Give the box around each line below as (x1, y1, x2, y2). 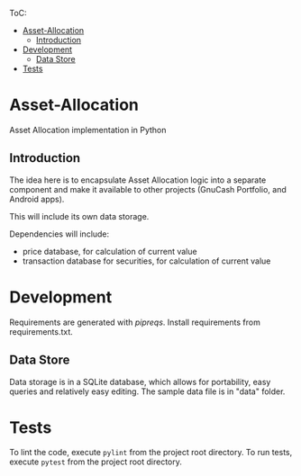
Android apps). (9, 193, 65, 204)
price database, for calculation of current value (22, 246, 197, 256)
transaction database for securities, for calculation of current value (22, 256, 271, 266)
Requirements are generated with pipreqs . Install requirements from (9, 317, 261, 328)
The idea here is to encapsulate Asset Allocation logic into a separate (9, 175, 267, 185)
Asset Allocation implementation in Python (9, 124, 167, 135)
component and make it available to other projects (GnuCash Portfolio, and (9, 184, 287, 194)
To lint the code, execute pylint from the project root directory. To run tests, (9, 447, 293, 458)
